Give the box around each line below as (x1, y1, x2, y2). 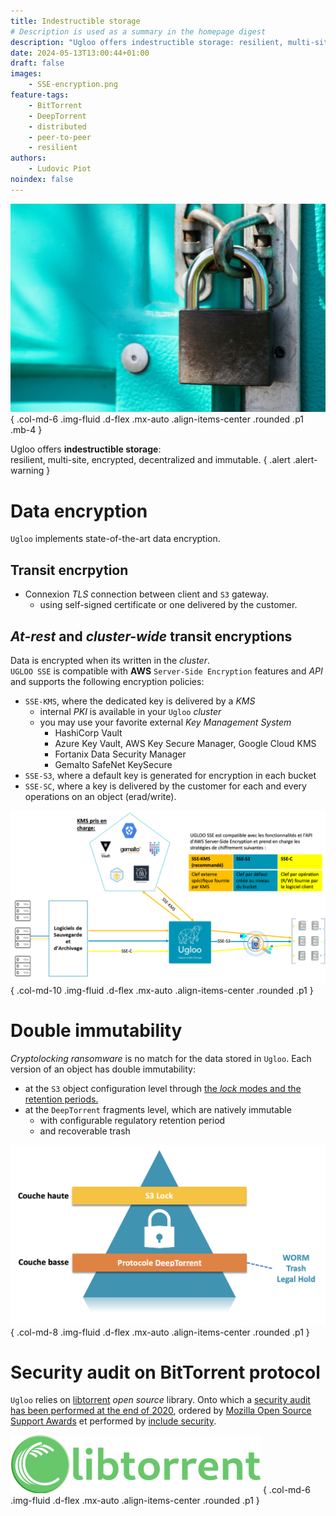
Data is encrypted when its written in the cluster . (10, 655, 210, 667)
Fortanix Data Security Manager (54, 748, 187, 760)
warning (10, 465, 45, 477)
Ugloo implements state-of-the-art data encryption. (10, 533, 221, 545)
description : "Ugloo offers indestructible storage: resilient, (10, 37, 284, 47)
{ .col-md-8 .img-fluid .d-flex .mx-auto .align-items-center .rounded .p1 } (10, 1326, 310, 1338)
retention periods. (24, 1093, 99, 1105)
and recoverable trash (39, 1125, 131, 1137)
